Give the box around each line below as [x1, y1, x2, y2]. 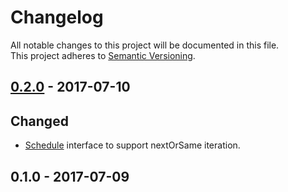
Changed [10, 112, 69, 130]
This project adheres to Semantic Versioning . [10, 49, 196, 61]
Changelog [10, 6, 104, 29]
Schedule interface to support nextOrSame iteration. [24, 139, 241, 151]
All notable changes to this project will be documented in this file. [10, 39, 280, 51]
